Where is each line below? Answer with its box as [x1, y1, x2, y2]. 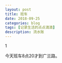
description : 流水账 [5, 30, 45, 34]
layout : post [5, 7, 31, 12]
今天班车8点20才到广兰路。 [5, 53, 60, 59]
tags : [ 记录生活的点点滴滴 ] [5, 25, 55, 30]
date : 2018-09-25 [5, 16, 40, 21]
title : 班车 [5, 12, 28, 16]
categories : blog [5, 20, 40, 26]
